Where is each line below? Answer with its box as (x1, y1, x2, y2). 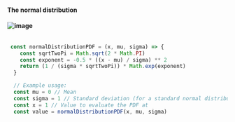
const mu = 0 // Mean (13, 88, 77, 96)
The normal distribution (7, 6, 78, 14)
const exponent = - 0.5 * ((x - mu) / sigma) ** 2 (20, 56, 168, 63)
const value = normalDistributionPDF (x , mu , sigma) (13, 108, 168, 115)
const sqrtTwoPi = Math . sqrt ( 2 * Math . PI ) (20, 50, 145, 57)
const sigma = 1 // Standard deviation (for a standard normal (13, 95, 201, 102)
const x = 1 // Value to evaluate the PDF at (13, 102, 149, 109)
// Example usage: (13, 82, 68, 89)
